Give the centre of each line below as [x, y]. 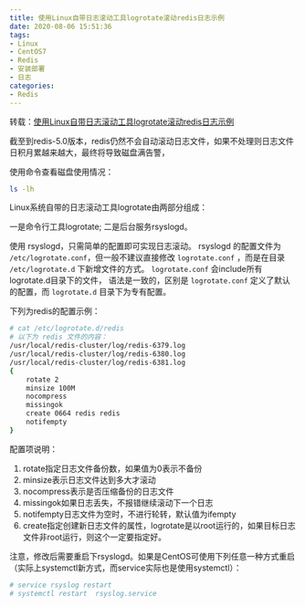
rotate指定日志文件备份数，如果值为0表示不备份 [112, 468]
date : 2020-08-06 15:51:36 [61, 26]
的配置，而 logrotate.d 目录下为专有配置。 [90, 292]
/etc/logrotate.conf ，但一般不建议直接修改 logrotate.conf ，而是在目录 [147, 257]
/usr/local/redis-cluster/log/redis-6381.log [97, 362]
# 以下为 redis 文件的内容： [58, 337]
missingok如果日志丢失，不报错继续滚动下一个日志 [118, 502]
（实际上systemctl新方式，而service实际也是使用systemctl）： [126, 568]
